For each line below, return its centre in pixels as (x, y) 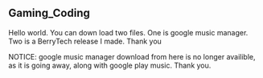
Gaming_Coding (49, 13)
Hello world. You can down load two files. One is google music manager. (128, 32)
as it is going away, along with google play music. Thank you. (110, 65)
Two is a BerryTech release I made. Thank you (85, 41)
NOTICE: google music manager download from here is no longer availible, (132, 56)
